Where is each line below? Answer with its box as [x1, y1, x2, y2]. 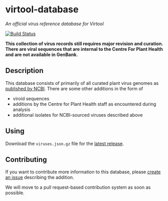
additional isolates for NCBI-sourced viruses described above [12, 112, 143, 118]
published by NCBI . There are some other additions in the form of [5, 85, 143, 92]
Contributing [5, 155, 47, 164]
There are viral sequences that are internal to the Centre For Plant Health [5, 46, 163, 52]
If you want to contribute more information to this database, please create [5, 169, 161, 175]
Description [5, 66, 44, 75]
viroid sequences [12, 95, 50, 101]
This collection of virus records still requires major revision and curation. [5, 40, 163, 47]
